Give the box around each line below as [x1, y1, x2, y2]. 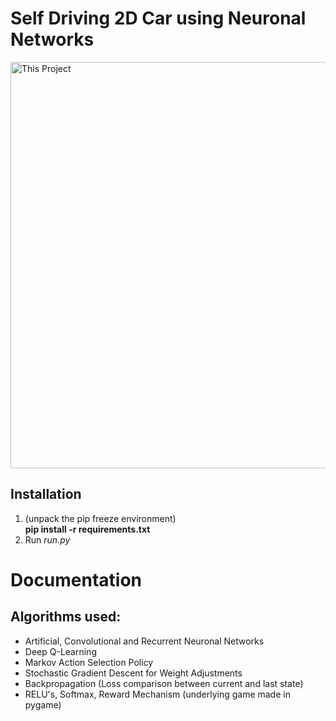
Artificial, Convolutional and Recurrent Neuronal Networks [24, 635, 265, 647]
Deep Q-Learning [24, 645, 97, 657]
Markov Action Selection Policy [24, 656, 154, 668]
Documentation [10, 568, 143, 591]
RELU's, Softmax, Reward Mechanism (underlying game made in [24, 688, 291, 700]
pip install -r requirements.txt [24, 523, 151, 535]
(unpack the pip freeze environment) [24, 512, 177, 524]
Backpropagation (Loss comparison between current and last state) [24, 677, 304, 689]
